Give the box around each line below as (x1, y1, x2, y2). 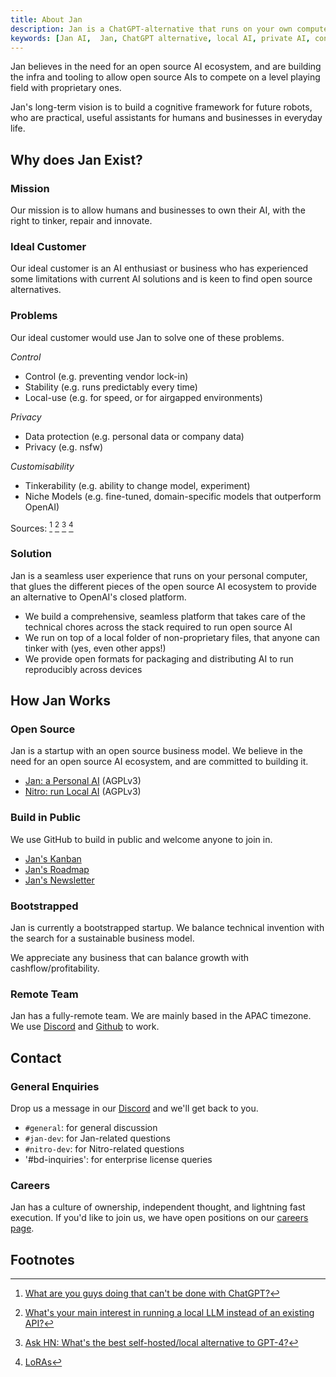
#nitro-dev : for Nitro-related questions (24, 1142, 185, 1155)
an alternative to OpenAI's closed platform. (10, 591, 187, 603)
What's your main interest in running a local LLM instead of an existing (24, 1306, 315, 1318)
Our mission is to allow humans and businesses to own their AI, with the (10, 204, 306, 216)
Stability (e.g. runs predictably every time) (24, 381, 198, 393)
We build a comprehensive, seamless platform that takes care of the (24, 610, 306, 622)
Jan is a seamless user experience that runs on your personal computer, (10, 569, 308, 581)
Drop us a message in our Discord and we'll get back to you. (10, 1102, 259, 1114)
